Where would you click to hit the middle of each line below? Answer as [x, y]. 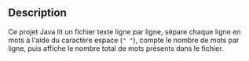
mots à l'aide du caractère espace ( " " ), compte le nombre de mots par [124, 40]
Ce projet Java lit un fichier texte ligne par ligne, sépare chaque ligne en [124, 31]
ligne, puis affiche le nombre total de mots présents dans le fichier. [116, 48]
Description [37, 13]
